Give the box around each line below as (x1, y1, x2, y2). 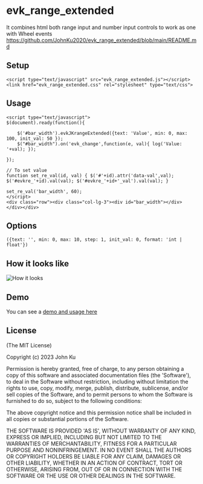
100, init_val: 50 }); (6, 136, 63, 142)
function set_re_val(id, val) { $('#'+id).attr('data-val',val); (6, 172, 174, 178)
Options (6, 220, 37, 231)
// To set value (6, 167, 47, 173)
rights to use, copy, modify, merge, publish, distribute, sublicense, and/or (6, 384, 188, 391)
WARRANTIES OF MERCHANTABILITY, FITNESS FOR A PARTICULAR (6, 440, 177, 447)
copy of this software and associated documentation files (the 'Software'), (6, 371, 192, 379)
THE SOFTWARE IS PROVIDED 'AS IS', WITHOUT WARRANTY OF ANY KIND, (6, 427, 196, 434)
